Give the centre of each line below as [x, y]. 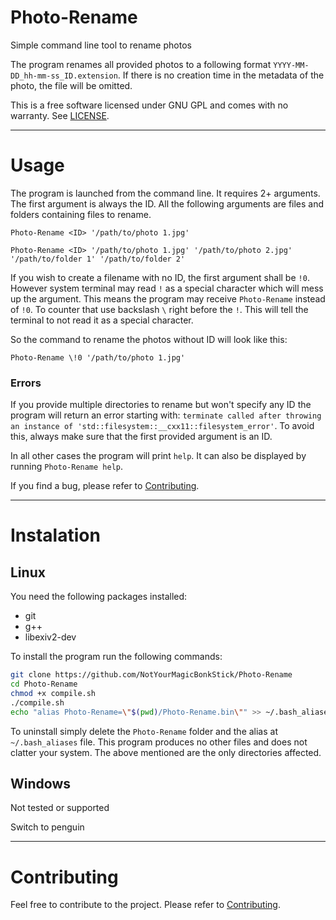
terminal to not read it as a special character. [102, 320]
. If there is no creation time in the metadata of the [221, 75]
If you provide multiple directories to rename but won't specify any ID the [161, 405]
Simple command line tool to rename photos [101, 45]
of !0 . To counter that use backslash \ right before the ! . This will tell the [159, 309]
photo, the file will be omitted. [71, 85]
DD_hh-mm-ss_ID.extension [64, 76]
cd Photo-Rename [44, 684]
